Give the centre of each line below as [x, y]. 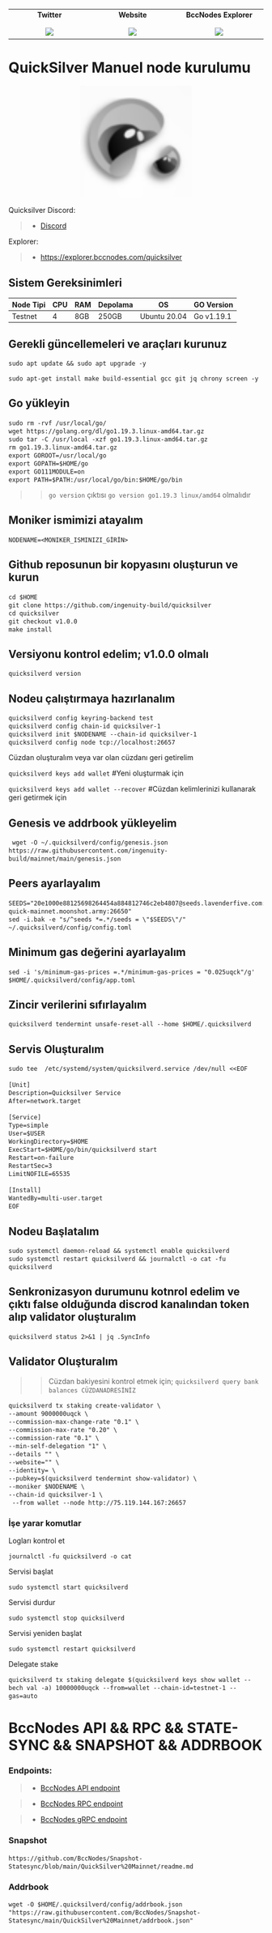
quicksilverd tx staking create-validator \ [85, 1405]
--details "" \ [34, 1454]
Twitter [49, 15]
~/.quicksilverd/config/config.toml [70, 928]
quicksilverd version [45, 674]
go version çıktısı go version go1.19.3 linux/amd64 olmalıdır [149, 495]
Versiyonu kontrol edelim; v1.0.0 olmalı [108, 654]
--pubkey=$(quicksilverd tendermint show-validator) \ [103, 1478]
